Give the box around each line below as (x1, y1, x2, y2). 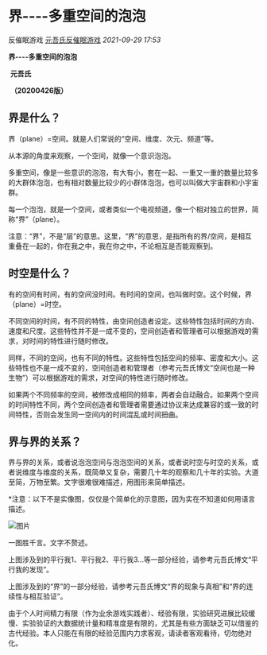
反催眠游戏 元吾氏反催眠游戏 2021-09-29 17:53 (8, 35, 161, 45)
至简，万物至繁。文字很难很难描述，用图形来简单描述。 (8, 478, 189, 487)
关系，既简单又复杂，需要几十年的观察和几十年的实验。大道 (63, 467, 259, 477)
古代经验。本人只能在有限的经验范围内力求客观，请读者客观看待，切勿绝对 (8, 629, 252, 638)
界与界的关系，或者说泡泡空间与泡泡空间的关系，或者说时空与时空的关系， (8, 458, 252, 467)
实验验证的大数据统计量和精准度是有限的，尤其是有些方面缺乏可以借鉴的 (21, 618, 259, 628)
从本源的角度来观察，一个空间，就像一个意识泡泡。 (8, 150, 176, 160)
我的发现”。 (14, 565, 54, 575)
